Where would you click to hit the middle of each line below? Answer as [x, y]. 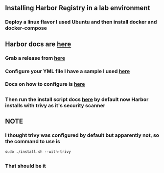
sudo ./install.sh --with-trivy [38, 151]
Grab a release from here [35, 58]
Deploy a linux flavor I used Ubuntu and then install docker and [81, 22]
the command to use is [33, 142]
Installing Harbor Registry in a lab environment [78, 8]
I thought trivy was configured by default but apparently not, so [82, 135]
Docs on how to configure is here [45, 84]
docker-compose [26, 28]
